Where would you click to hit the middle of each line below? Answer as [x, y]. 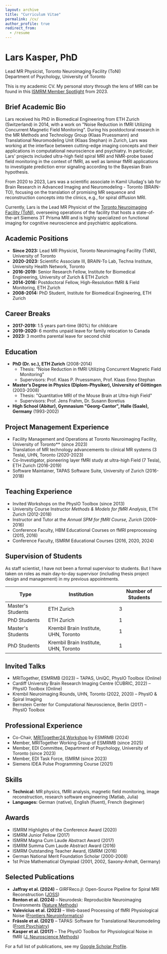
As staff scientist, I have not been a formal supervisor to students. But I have [83, 568]
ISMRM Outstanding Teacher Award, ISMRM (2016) [65, 851]
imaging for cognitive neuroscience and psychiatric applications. [71, 223]
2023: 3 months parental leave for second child [61, 336]
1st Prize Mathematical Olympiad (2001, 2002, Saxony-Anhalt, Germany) [86, 861]
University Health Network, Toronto [49, 266]
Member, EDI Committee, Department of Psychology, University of [80, 748]
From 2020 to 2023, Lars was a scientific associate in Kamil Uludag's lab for [83, 182]
